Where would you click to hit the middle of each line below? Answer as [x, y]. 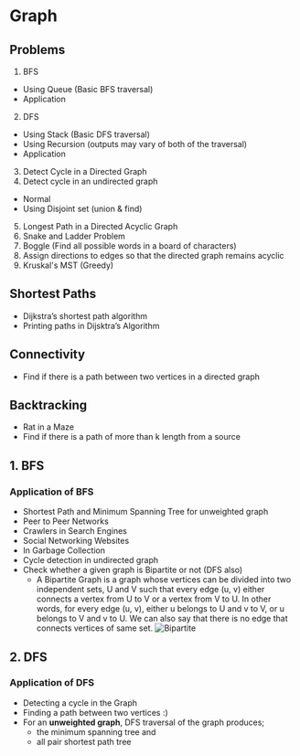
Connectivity [47, 354]
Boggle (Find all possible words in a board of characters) [129, 246]
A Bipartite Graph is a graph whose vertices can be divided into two [164, 580]
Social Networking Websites [76, 541]
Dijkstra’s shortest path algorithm [85, 315]
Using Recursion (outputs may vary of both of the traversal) [135, 144]
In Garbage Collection [64, 550]
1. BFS [27, 466]
